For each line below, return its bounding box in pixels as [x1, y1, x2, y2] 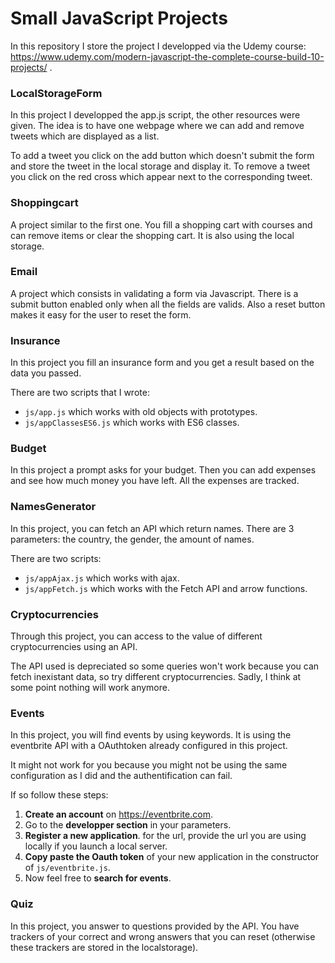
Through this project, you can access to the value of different [10, 630, 263, 642]
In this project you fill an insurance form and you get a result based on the [10, 357, 315, 369]
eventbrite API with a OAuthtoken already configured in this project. [10, 740, 288, 752]
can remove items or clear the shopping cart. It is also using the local [10, 229, 295, 241]
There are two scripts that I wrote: [10, 387, 150, 399]
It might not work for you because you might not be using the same [10, 759, 288, 771]
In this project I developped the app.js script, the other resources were [10, 109, 301, 121]
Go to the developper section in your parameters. [24, 819, 232, 831]
